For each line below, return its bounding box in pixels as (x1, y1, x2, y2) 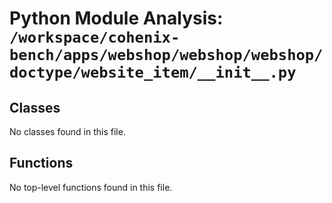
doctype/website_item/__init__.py (9, 63, 297, 82)
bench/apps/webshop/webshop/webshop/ (9, 46, 324, 65)
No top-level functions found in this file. (9, 181, 173, 193)
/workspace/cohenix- (9, 28, 181, 47)
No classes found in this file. (9, 126, 126, 137)
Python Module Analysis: (9, 7, 224, 30)
